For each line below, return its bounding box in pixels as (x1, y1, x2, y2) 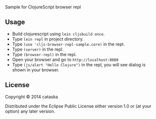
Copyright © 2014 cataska (5, 94, 58, 100)
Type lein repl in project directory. (12, 36, 84, 42)
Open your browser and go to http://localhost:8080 (12, 57, 118, 62)
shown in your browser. (12, 67, 59, 73)
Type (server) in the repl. (12, 46, 64, 52)
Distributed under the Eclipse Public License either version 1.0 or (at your (5, 103, 152, 109)
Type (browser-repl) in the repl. (12, 51, 77, 57)
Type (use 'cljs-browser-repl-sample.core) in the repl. (12, 41, 125, 47)
